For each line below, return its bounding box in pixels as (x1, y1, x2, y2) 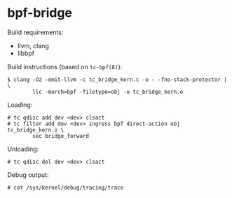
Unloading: (7, 145, 39, 153)
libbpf (17, 49, 35, 57)
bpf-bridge (7, 5, 72, 21)
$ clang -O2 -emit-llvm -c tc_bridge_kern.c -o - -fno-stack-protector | (7, 76, 228, 83)
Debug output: (7, 170, 49, 179)
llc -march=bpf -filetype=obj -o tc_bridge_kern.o (32, 88, 184, 95)
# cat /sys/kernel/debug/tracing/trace (7, 184, 124, 191)
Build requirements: (7, 28, 64, 36)
